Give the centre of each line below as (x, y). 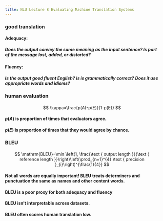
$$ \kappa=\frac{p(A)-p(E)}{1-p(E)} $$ (82, 107)
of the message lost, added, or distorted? (48, 55)
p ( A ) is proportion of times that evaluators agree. (56, 119)
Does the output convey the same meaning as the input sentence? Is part (81, 49)
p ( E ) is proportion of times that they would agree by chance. (67, 130)
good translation (25, 26)
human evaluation (27, 96)
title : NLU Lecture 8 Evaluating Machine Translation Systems (70, 10)
